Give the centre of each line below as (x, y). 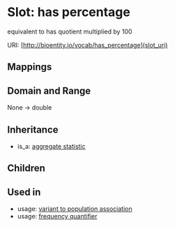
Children (26, 168)
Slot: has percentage (69, 12)
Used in (24, 192)
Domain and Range (49, 90)
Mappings (30, 67)
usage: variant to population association (75, 209)
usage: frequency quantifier (57, 217)
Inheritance (33, 130)
